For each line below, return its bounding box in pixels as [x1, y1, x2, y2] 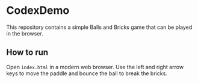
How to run [6, 48, 49, 58]
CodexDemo [6, 4, 70, 17]
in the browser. [6, 29, 43, 37]
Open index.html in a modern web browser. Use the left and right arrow [6, 63, 184, 70]
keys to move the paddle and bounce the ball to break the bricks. [6, 70, 167, 77]
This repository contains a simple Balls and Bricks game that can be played [6, 23, 193, 31]
